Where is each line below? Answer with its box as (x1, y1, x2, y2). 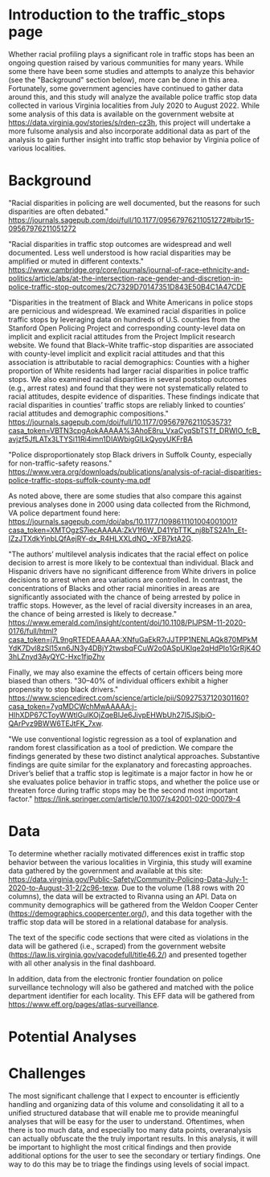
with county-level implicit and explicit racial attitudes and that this (8, 348, 225, 359)
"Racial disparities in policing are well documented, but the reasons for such (8, 198, 261, 207)
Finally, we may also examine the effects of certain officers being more (8, 667, 243, 677)
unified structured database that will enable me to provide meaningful (8, 1108, 239, 1118)
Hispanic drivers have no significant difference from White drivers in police (8, 566, 256, 576)
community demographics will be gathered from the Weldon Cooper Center (8, 900, 259, 909)
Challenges (8, 1064, 86, 1083)
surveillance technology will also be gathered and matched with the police (8, 982, 255, 992)
